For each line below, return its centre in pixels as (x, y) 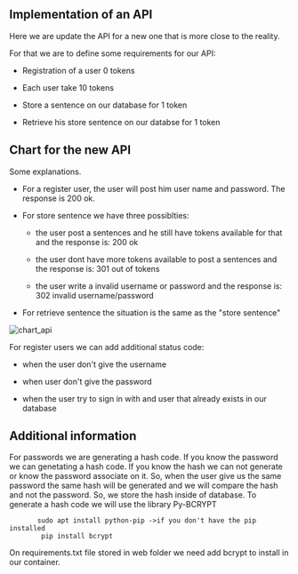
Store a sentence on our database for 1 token (105, 105)
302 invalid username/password (94, 295)
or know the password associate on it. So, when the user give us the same (145, 476)
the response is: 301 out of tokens (97, 268)
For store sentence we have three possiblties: (105, 215)
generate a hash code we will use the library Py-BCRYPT (113, 505)
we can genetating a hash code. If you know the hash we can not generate (146, 466)
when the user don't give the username (94, 364)
